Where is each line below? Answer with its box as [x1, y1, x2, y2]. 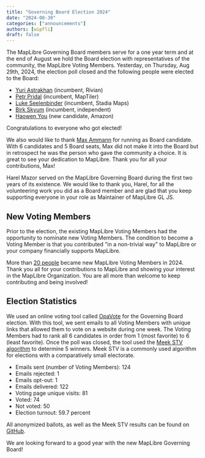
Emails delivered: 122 [15, 383, 69, 390]
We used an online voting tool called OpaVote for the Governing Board [6, 312, 184, 320]
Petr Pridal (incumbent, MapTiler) [15, 93, 99, 100]
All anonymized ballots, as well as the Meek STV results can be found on [6, 421, 190, 428]
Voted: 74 [15, 396, 40, 403]
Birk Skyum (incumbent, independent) [15, 106, 111, 113]
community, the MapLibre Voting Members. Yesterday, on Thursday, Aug [6, 62, 190, 69]
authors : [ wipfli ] [6, 26, 53, 32]
